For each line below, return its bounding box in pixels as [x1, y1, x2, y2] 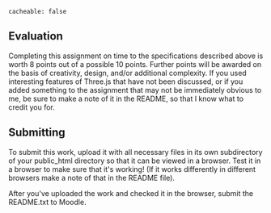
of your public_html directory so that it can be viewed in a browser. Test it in [8, 156, 261, 165]
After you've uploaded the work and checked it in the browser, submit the [8, 188, 254, 198]
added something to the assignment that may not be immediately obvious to [8, 85, 262, 94]
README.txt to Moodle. [8, 197, 87, 207]
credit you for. [8, 102, 55, 112]
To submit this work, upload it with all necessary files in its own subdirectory [8, 147, 263, 157]
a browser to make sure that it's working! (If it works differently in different [8, 164, 256, 173]
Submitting [8, 126, 66, 140]
